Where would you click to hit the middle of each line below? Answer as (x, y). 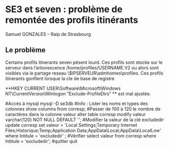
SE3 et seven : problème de (64, 9)
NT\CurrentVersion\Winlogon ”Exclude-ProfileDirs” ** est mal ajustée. (78, 94)
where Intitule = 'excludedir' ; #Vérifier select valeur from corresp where (81, 136)
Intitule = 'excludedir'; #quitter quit (41, 141)
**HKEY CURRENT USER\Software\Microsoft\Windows (63, 88)
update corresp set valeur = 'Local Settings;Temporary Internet (71, 125)
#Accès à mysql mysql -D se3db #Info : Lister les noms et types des (77, 103)
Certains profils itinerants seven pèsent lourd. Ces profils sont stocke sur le (84, 62)
